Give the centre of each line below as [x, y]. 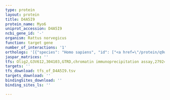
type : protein [20, 10]
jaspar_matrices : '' [27, 57]
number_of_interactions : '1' [36, 47]
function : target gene [29, 43]
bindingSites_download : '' [34, 80]
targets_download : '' [28, 76]
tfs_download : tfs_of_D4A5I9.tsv [40, 71]
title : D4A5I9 [20, 19]
